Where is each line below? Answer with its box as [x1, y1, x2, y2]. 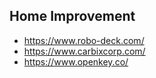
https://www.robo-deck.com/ [23, 34, 145, 46]
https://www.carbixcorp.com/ [23, 45, 146, 57]
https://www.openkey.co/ [23, 55, 129, 68]
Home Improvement [9, 8, 136, 25]
